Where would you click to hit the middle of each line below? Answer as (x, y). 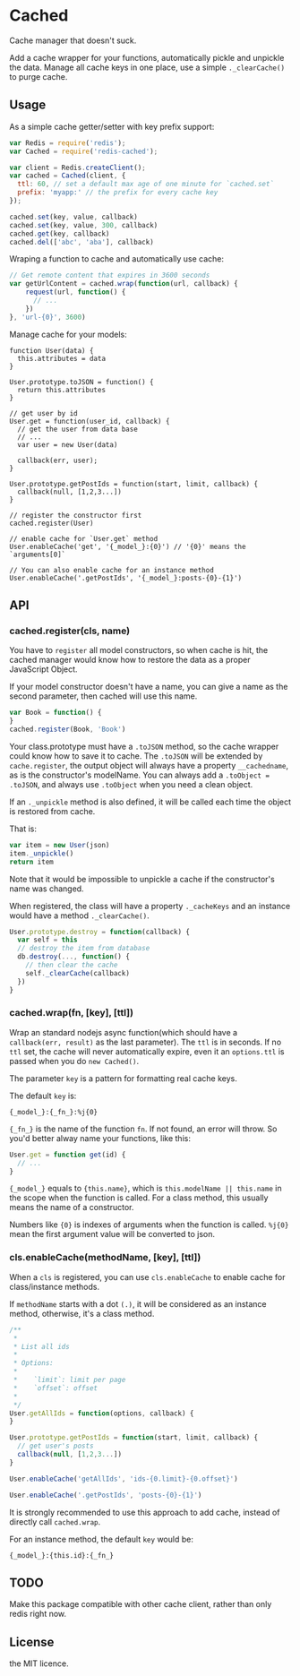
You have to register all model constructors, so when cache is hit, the (139, 650)
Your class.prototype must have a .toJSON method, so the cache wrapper (144, 746)
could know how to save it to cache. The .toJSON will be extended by (136, 756)
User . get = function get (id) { (68, 1155)
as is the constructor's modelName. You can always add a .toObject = (140, 775)
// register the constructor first (76, 515)
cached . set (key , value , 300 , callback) (84, 225)
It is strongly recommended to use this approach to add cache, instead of (145, 1512)
